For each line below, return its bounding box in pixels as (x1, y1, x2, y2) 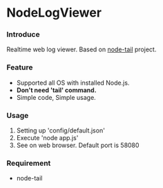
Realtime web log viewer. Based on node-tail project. (6, 45, 157, 53)
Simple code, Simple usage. (16, 93, 96, 101)
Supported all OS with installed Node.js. (16, 78, 130, 87)
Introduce (6, 30, 40, 40)
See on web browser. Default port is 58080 (16, 141, 140, 150)
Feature (6, 62, 33, 72)
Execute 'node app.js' (16, 134, 79, 142)
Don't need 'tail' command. (16, 85, 97, 94)
